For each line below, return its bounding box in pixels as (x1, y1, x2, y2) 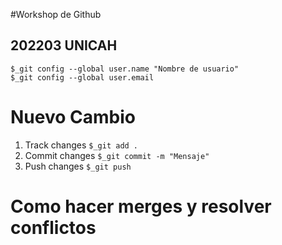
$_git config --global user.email (10, 72, 155, 83)
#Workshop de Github (10, 9, 102, 20)
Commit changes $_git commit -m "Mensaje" (24, 149, 210, 161)
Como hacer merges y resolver (10, 195, 272, 218)
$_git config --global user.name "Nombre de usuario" (10, 64, 240, 74)
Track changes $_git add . (24, 139, 139, 151)
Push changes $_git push (24, 160, 132, 172)
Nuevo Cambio (10, 106, 136, 128)
